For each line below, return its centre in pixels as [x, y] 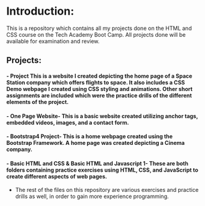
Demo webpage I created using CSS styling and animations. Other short [99, 89]
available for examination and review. [53, 41]
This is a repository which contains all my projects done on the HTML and [99, 28]
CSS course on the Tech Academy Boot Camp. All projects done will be [96, 34]
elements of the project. [38, 101]
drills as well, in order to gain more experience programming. [92, 196]
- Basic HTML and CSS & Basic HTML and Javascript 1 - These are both [97, 163]
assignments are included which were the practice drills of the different [99, 95]
